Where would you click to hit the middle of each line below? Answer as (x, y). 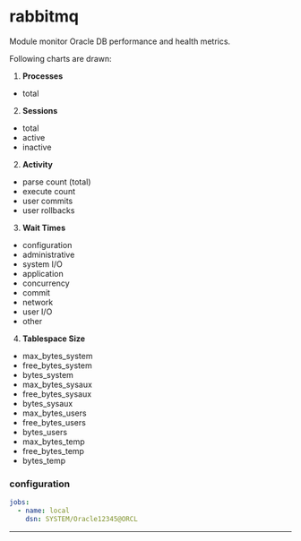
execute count (49, 191)
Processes (43, 76)
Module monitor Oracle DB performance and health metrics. (120, 41)
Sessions (40, 110)
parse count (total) (56, 182)
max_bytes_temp (53, 442)
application (43, 273)
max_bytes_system (57, 356)
